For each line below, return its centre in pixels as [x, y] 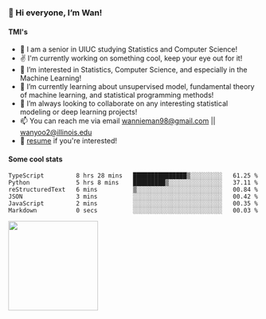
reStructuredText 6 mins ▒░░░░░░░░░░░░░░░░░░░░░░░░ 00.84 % [133, 190]
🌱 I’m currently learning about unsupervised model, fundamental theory [137, 87]
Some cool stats [35, 159]
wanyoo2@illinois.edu [56, 132]
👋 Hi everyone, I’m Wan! [55, 13]
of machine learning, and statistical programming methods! [117, 95]
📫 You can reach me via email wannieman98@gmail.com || [118, 121]
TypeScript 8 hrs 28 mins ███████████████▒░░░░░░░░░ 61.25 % [133, 176]
